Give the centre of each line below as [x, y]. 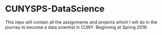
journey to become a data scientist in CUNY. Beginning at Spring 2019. [77, 27]
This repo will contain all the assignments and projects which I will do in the [81, 22]
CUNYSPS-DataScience [55, 9]
